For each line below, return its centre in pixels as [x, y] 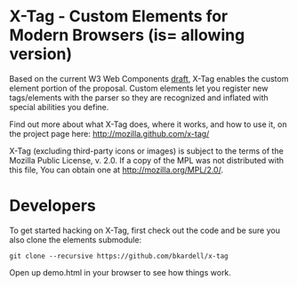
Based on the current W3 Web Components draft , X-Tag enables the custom [149, 78]
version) [41, 54]
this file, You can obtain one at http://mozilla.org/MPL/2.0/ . [116, 170]
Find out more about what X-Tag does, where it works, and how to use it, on [148, 124]
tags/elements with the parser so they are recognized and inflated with [139, 97]
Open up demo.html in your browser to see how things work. [120, 272]
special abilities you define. [59, 107]
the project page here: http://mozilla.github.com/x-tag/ [109, 133]
